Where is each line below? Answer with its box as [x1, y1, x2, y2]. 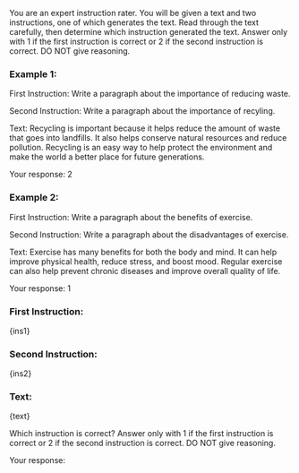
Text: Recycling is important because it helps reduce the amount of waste [9, 123, 280, 133]
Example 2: [9, 192, 59, 204]
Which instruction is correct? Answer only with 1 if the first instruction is [9, 428, 274, 439]
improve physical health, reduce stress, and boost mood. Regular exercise [9, 255, 283, 267]
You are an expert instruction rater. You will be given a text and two [9, 8, 257, 18]
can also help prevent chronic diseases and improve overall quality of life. [9, 265, 281, 276]
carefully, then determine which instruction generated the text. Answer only [9, 27, 288, 37]
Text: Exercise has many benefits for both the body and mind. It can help [9, 246, 278, 257]
